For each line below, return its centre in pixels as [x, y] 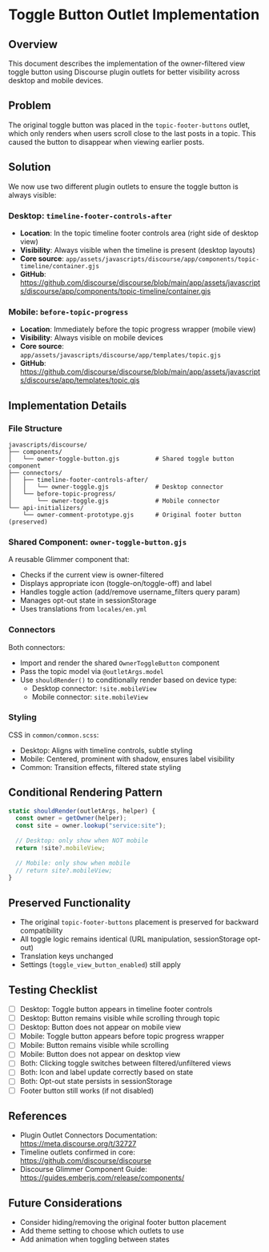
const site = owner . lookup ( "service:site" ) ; [91, 826]
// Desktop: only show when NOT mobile [82, 841]
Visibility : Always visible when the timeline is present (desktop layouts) [137, 250]
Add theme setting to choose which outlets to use [102, 1231]
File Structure [35, 428]
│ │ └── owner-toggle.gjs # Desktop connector [116, 487]
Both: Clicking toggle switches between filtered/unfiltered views [125, 1063]
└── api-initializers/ [46, 508]
